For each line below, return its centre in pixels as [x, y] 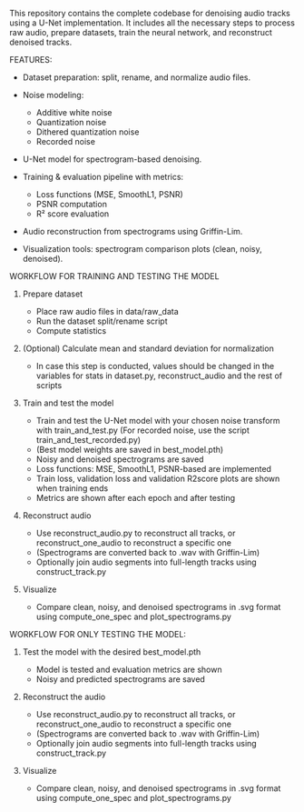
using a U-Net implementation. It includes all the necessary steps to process [152, 23]
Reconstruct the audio [64, 697]
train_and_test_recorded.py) [88, 440]
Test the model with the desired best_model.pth [112, 652]
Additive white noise [74, 112]
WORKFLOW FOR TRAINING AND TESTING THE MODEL [114, 276]
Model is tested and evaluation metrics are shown [129, 669]
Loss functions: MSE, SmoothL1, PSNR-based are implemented [154, 469]
